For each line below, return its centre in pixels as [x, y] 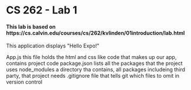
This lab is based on [31, 26]
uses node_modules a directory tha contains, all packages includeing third [96, 70]
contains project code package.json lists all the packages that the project [94, 63]
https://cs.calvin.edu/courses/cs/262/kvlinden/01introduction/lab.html [95, 33]
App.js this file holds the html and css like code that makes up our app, [91, 57]
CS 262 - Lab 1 [42, 10]
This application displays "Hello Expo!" [53, 46]
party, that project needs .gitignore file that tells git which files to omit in [93, 76]
